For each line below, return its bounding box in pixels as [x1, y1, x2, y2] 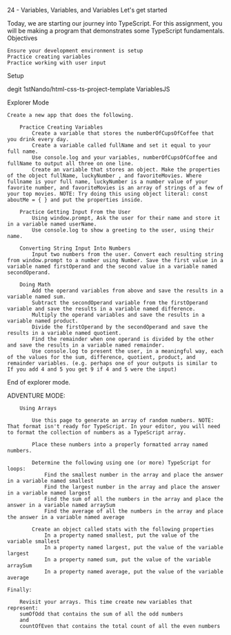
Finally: [7, 587, 32, 593]
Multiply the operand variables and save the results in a [32, 311, 205, 318]
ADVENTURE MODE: [7, 392, 66, 400]
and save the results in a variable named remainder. [7, 342, 165, 349]
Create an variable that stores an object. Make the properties [32, 166, 221, 173]
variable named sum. [7, 293, 67, 300]
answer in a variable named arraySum [7, 501, 116, 508]
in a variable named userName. [7, 221, 97, 228]
